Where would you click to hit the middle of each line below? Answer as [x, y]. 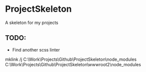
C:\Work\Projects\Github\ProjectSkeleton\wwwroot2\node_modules [73, 64]
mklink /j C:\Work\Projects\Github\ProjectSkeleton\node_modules [71, 59]
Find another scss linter [36, 49]
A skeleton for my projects [32, 23]
